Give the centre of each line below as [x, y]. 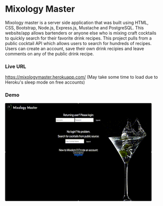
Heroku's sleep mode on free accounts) [45, 82]
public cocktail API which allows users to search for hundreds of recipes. [78, 43]
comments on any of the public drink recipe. [50, 54]
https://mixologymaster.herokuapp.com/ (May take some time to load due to [81, 77]
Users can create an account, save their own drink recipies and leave [75, 48]
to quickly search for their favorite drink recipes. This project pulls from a [79, 38]
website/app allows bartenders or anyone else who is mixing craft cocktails [81, 33]
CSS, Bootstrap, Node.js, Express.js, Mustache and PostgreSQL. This [74, 27]
